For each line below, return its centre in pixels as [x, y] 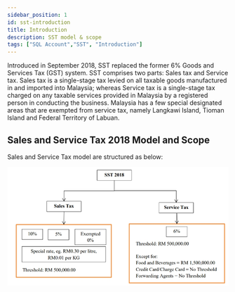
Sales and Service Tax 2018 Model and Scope [109, 140]
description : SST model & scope [54, 37]
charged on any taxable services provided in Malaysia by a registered [108, 96]
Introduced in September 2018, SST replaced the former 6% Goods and [111, 65]
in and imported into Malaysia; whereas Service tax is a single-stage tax [111, 88]
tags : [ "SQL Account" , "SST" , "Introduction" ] [75, 45]
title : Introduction [38, 30]
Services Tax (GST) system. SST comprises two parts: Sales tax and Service [118, 73]
